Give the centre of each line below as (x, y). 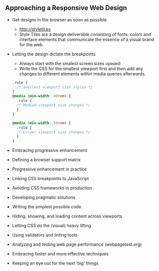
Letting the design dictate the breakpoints (54, 54)
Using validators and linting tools (45, 235)
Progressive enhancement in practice (49, 169)
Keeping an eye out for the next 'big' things (55, 263)
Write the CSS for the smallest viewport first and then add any (81, 68)
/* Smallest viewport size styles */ (55, 87)
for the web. (31, 44)
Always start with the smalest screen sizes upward (70, 63)
